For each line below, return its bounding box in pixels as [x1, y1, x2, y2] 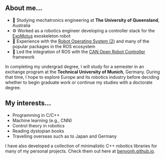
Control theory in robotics [12, 122, 65, 128]
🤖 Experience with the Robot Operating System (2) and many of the [12, 38, 150, 44]
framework [12, 54, 35, 60]
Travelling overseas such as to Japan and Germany [12, 133, 117, 139]
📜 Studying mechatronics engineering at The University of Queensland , [12, 17, 160, 23]
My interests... [5, 99, 51, 107]
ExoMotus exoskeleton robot [12, 33, 71, 39]
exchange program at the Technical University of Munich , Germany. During [5, 69, 161, 75]
